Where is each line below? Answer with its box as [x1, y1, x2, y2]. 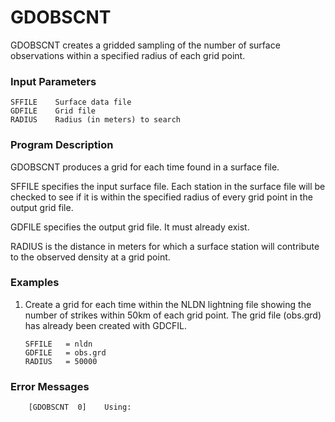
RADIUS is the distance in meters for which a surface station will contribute [10, 240, 320, 252]
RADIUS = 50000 [24, 356, 98, 366]
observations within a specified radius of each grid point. [10, 49, 246, 61]
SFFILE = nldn [24, 339, 93, 349]
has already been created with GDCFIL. [24, 319, 187, 331]
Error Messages [10, 379, 90, 393]
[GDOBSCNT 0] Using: [28, 402, 132, 413]
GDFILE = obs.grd [24, 347, 107, 358]
